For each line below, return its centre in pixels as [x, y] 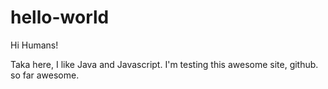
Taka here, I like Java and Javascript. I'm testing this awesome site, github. [164, 64]
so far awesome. [45, 75]
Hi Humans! [34, 45]
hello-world [60, 17]
